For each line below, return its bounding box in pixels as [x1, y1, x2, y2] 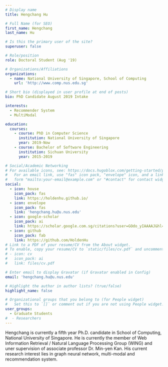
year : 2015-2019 [18, 154, 52, 159]
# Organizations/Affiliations [5, 66, 68, 71]
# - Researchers [5, 315, 41, 320]
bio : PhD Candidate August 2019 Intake [5, 94, 88, 99]
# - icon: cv [5, 251, 32, 256]
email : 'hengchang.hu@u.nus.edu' [5, 274, 75, 279]
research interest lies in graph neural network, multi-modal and [5, 350, 135, 356]
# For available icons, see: [5, 168, 66, 173]
